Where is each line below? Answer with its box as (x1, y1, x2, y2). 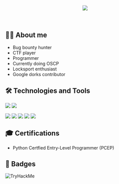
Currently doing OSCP (12, 60, 59, 66)
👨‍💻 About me (5, 31, 47, 40)
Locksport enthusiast (12, 66, 57, 72)
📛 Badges (5, 160, 36, 168)
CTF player (12, 50, 36, 56)
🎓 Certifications (5, 129, 60, 137)
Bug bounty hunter (12, 44, 52, 50)
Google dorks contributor (12, 71, 66, 77)
